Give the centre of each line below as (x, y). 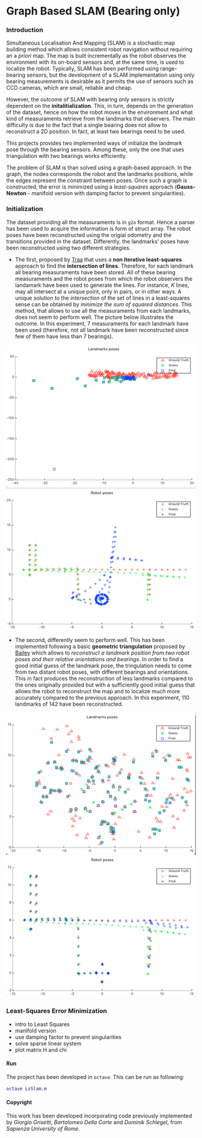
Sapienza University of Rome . (43, 1128)
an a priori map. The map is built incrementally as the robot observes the (96, 56)
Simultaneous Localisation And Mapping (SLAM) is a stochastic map (91, 43)
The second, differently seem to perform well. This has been (90, 640)
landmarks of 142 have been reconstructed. (69, 704)
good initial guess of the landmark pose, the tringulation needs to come (103, 665)
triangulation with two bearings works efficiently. (67, 156)
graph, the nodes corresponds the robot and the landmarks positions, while (100, 174)
